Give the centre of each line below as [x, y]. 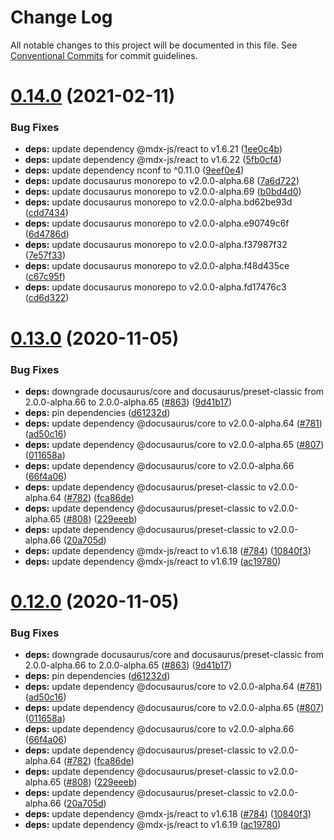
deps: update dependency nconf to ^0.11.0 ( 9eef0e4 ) [134, 170]
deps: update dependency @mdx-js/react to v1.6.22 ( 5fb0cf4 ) [153, 160]
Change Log [61, 17]
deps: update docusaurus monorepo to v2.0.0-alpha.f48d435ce [157, 266]
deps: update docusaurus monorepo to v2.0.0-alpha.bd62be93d [158, 202]
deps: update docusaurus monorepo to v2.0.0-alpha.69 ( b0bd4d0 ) [163, 192]
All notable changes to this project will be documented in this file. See [154, 45]
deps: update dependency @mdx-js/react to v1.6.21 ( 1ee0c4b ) [153, 149]
